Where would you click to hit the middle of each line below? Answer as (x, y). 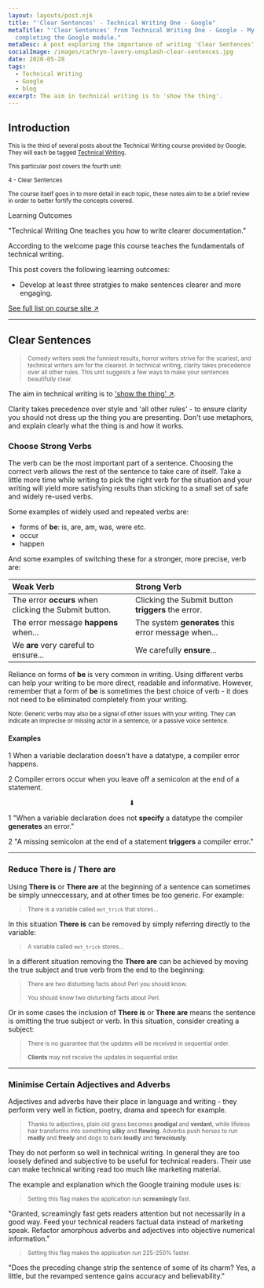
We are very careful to (53, 646)
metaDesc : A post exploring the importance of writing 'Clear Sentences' (132, 45)
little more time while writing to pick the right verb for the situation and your (130, 480)
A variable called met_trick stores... (75, 947)
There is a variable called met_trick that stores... (93, 909)
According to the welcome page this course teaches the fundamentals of (126, 246)
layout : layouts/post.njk (50, 15)
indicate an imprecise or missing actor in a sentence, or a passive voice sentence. (119, 721)
